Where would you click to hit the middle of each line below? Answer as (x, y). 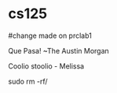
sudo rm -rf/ (28, 81)
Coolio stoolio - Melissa (46, 66)
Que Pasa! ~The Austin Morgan (59, 50)
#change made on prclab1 (50, 35)
